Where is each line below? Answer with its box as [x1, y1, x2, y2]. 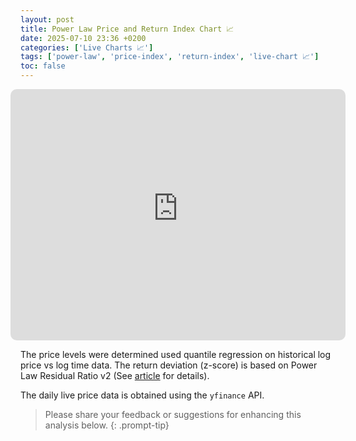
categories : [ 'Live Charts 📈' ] [20, 42, 154, 53]
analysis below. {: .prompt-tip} [44, 419, 170, 431]
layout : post [20, 14, 75, 25]
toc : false [20, 61, 66, 71]
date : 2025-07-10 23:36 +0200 [20, 33, 147, 43]
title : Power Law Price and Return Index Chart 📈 [20, 24, 235, 34]
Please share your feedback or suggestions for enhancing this [44, 409, 302, 420]
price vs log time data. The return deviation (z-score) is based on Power [20, 359, 318, 371]
